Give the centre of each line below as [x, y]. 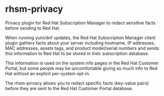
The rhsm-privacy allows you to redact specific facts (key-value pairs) [77, 83]
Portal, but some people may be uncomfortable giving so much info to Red [81, 68]
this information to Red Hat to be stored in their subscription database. [77, 53]
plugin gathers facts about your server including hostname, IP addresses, [80, 43]
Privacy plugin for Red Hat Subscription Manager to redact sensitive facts [80, 23]
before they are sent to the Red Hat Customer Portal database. [69, 88]
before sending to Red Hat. [33, 28]
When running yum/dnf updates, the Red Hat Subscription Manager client [81, 38]
